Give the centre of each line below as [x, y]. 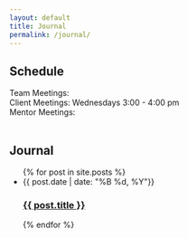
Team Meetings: [39, 93]
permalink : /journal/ [50, 34]
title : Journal [38, 26]
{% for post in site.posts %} [74, 172]
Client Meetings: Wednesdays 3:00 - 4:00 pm [94, 103]
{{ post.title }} [54, 205]
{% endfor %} [48, 225]
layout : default [40, 18]
